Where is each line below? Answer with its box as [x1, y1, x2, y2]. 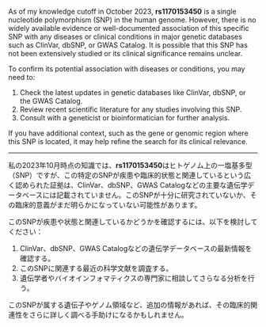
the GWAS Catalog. [19, 97, 83, 105]
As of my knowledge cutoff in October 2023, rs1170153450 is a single [8, 7, 237, 16]
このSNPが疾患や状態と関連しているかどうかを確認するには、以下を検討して [8, 217, 258, 226]
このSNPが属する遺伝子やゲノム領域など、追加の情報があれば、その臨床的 [8, 300, 251, 310]
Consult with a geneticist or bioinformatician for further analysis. [19, 113, 230, 122]
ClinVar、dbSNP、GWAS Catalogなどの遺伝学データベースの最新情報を [19, 244, 253, 253]
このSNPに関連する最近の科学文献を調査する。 [19, 264, 173, 272]
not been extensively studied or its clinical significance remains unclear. [8, 49, 243, 58]
